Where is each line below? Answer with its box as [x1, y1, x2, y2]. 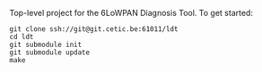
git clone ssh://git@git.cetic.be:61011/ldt [9, 25, 179, 34]
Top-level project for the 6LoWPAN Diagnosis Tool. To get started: [9, 8, 254, 18]
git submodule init [9, 40, 83, 49]
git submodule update [9, 48, 91, 57]
